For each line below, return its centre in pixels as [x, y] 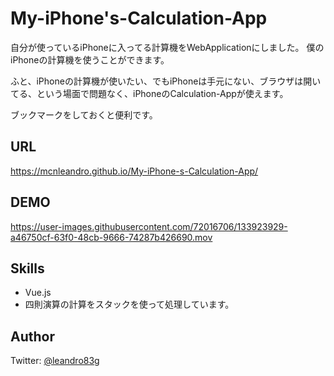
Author [32, 336]
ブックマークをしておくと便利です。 [84, 114]
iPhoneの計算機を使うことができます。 [90, 59]
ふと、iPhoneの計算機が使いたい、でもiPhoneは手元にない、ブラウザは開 [161, 81]
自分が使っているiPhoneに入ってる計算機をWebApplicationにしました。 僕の [167, 47]
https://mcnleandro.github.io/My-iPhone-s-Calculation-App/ [134, 171]
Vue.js [38, 293]
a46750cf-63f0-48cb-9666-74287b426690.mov [111, 237]
